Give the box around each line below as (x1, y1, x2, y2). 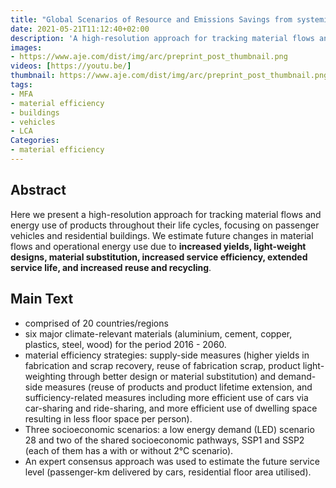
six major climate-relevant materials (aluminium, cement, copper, (24, 327, 293, 340)
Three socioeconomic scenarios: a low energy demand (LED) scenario (24, 423, 315, 435)
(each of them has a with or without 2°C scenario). (24, 444, 234, 456)
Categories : (10, 136, 60, 146)
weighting (24, 370, 67, 382)
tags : (10, 80, 33, 90)
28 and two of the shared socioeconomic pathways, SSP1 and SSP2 (24, 434, 305, 446)
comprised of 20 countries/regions (24, 317, 169, 329)
